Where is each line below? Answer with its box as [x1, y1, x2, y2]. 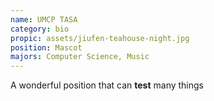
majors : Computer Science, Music [10, 52, 150, 62]
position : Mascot [10, 42, 83, 53]
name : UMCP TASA [10, 14, 78, 25]
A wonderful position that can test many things [10, 79, 204, 91]
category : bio [10, 24, 70, 34]
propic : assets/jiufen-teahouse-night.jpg [10, 33, 190, 43]
